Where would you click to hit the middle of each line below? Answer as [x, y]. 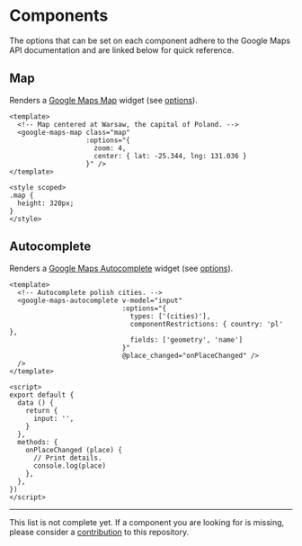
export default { [42, 395]
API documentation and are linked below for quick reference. [122, 49]
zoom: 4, [110, 148]
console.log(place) [69, 465]
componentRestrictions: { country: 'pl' [206, 324]
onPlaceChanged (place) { [74, 450]
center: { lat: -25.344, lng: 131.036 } [170, 156]
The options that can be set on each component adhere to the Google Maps [150, 40]
